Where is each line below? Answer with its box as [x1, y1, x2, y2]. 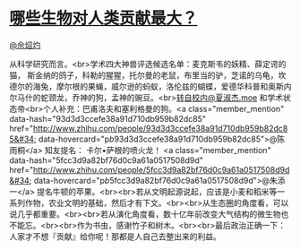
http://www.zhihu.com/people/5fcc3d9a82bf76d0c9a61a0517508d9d [32, 164, 290, 175]
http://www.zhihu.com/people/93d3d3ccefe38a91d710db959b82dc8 [32, 123, 288, 134]
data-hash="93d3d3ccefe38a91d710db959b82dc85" [9, 113, 207, 124]
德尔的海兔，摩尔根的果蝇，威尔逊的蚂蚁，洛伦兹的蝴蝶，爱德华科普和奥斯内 [9, 81, 292, 91]
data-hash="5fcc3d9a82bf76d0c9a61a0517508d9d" [9, 154, 204, 166]
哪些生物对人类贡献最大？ [9, 8, 199, 29]
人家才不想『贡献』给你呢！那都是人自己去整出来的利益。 [9, 230, 221, 242]
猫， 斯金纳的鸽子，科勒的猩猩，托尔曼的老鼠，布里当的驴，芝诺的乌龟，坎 [9, 69, 287, 81]
